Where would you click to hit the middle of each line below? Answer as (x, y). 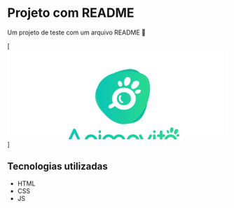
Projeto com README (71, 13)
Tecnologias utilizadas (57, 167)
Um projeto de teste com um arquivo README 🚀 (76, 32)
